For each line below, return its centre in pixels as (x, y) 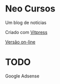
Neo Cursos (30, 9)
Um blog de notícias (26, 22)
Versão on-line (20, 42)
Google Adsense (22, 76)
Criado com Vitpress (26, 32)
